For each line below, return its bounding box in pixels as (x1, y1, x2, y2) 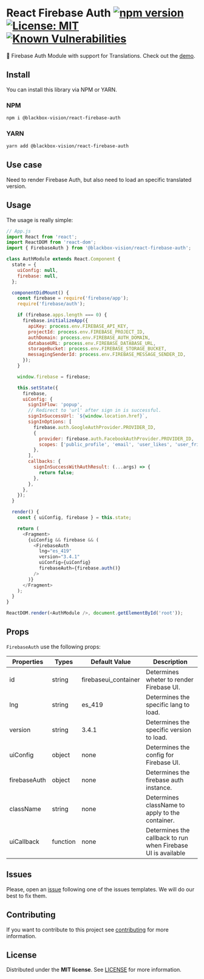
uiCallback (9, 837, 39, 846)
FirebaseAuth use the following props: (6, 643, 101, 650)
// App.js (6, 228, 32, 234)
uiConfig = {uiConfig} (38, 560, 91, 566)
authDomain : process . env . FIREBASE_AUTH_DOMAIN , (28, 335, 151, 341)
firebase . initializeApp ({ (22, 318, 88, 324)
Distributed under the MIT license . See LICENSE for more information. (6, 966, 182, 974)
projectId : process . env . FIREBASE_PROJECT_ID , (28, 329, 146, 335)
